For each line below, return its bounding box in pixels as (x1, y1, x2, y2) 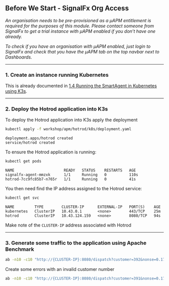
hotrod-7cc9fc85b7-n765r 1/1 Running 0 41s (5, 177, 136, 182)
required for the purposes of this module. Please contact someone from (5, 23, 154, 29)
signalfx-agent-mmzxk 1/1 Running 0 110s (5, 173, 138, 178)
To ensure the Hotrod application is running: (5, 149, 97, 155)
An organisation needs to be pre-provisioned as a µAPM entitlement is (5, 17, 151, 23)
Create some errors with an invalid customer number (5, 266, 115, 272)
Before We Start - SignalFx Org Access (5, 4, 129, 13)
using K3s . (5, 88, 28, 94)
